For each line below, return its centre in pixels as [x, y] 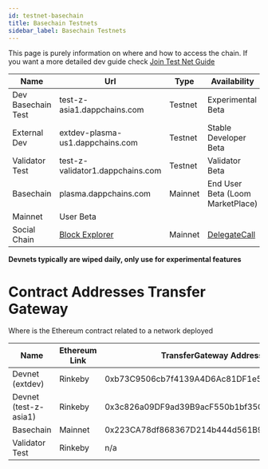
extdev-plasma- [91, 133]
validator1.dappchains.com [110, 171]
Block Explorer [87, 235]
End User [225, 184]
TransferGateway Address [212, 356]
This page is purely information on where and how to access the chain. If [128, 54]
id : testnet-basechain [46, 16]
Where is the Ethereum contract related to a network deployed [111, 331]
